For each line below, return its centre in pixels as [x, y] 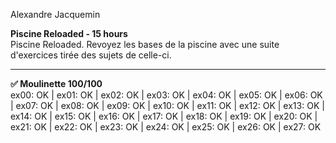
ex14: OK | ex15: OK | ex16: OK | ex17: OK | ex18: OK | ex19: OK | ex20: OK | [164, 116]
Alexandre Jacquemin [55, 14]
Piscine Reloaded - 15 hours [69, 33]
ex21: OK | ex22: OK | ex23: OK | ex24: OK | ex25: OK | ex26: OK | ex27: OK [166, 127]
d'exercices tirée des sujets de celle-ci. [91, 55]
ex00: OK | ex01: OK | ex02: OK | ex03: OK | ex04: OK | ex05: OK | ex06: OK [166, 95]
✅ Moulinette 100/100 [56, 83]
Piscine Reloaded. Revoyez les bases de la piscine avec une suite [145, 44]
